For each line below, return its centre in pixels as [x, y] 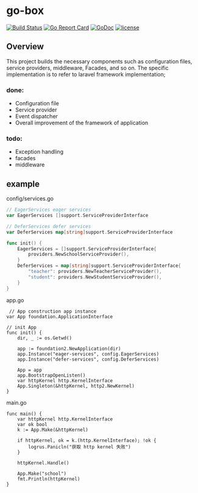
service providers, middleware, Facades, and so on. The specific [87, 68]
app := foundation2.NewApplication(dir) [69, 349]
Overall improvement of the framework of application [82, 123]
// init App [21, 327]
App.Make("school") [42, 473]
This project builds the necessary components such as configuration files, [99, 61]
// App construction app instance [53, 311]
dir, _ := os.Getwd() [44, 338]
